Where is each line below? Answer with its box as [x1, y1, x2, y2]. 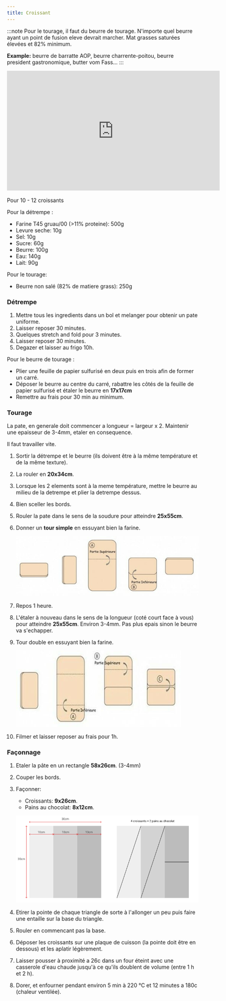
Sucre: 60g [15, 239, 44, 246]
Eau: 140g [15, 253, 41, 260]
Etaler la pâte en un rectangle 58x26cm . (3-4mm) [15, 761, 142, 769]
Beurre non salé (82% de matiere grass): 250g [15, 282, 132, 290]
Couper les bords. [15, 773, 61, 781]
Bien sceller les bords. [15, 501, 72, 508]
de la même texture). [15, 459, 68, 466]
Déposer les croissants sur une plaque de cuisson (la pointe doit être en [15, 939, 196, 946]
